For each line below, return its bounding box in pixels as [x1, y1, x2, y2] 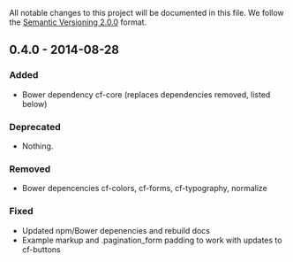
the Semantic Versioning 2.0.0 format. [9, 17, 147, 27]
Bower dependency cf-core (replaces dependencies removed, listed [21, 89, 271, 100]
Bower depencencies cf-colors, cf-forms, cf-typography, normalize [21, 183, 267, 194]
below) [21, 98, 48, 109]
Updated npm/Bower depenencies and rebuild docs [21, 225, 210, 235]
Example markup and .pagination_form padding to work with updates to [21, 235, 282, 245]
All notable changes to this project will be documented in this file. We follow [9, 8, 284, 18]
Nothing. [21, 141, 54, 151]
